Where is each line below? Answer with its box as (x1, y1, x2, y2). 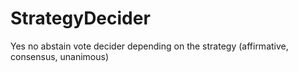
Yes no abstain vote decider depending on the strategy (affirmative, (10, 40, 289, 52)
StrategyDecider (10, 7, 151, 30)
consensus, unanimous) (10, 50, 110, 62)
